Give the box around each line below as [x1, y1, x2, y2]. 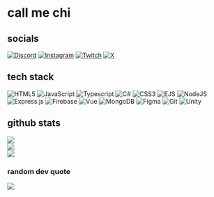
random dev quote [7, 166, 71, 176]
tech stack [7, 71, 54, 83]
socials [7, 33, 40, 45]
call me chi [7, 5, 71, 21]
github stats [7, 117, 61, 129]
